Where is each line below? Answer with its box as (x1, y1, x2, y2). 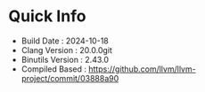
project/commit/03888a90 (20, 73, 119, 83)
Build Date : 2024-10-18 (20, 35, 109, 46)
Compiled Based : (20, 64, 86, 74)
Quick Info (8, 6, 86, 27)
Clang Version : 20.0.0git (20, 44, 113, 55)
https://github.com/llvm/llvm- (87, 64, 197, 74)
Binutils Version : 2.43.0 (20, 54, 109, 65)
